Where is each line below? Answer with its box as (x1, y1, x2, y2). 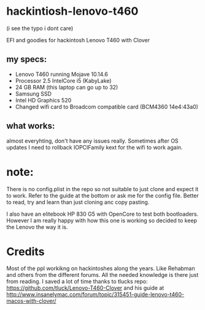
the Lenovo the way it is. (6, 223, 68, 230)
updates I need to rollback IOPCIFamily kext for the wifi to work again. (6, 143, 183, 151)
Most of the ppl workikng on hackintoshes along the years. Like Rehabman (6, 265, 195, 272)
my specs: (6, 54, 47, 65)
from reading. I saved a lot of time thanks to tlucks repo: (6, 278, 148, 285)
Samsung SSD (15, 90, 52, 97)
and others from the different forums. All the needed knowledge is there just (6, 271, 199, 279)
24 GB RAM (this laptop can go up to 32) (15, 83, 118, 91)
